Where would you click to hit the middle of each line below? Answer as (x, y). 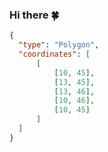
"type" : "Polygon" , (59, 45)
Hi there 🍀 (34, 15)
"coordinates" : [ (54, 54)
